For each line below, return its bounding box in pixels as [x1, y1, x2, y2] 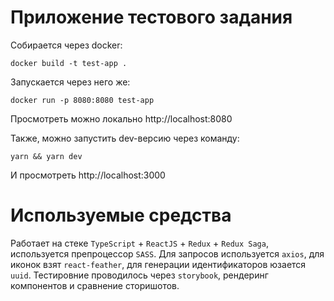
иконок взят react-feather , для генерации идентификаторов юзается [10, 258, 307, 270]
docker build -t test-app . [10, 58, 128, 68]
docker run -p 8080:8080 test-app [10, 95, 155, 105]
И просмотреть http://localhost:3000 [10, 169, 166, 181]
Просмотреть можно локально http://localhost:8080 [10, 112, 233, 125]
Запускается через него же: [10, 76, 131, 88]
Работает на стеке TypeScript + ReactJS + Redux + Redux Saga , [10, 237, 269, 249]
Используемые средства [10, 204, 232, 227]
